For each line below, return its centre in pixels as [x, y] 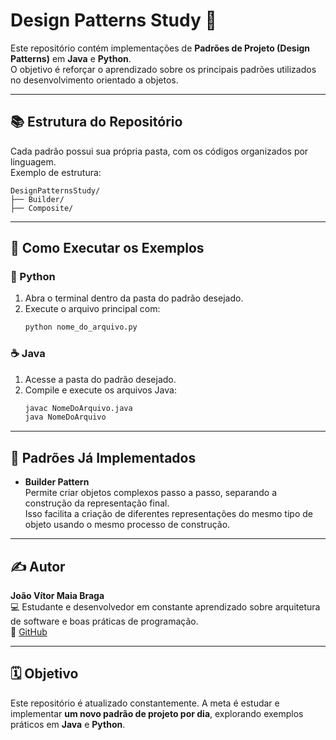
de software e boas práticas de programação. [104, 621]
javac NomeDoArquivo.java [78, 408]
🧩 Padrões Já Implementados [103, 457]
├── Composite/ [42, 208]
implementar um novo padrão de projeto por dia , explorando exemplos [157, 713]
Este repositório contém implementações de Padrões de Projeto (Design [160, 48]
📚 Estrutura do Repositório [96, 122]
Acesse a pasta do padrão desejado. [100, 379]
